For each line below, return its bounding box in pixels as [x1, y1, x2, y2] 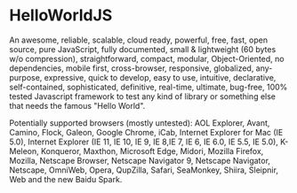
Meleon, [9, 145, 40, 156]
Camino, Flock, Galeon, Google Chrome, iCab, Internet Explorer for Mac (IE [9, 127, 284, 137]
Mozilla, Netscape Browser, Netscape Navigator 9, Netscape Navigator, [9, 155, 271, 166]
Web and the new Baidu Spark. [9, 174, 123, 184]
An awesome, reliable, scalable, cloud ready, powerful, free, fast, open [9, 35, 269, 45]
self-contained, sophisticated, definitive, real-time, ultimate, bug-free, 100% [9, 81, 288, 92]
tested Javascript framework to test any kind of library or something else [9, 90, 277, 102]
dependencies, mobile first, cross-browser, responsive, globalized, [9, 63, 254, 73]
